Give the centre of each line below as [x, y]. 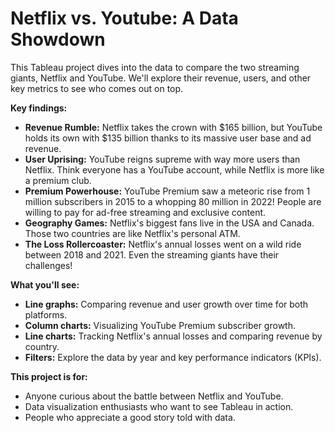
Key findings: [39, 108]
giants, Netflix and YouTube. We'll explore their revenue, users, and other [161, 78]
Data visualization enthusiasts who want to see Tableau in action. [159, 406]
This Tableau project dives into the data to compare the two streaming [155, 67]
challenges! [48, 265]
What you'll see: [45, 284]
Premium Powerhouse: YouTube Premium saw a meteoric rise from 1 [167, 191]
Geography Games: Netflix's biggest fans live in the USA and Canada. [169, 223]
